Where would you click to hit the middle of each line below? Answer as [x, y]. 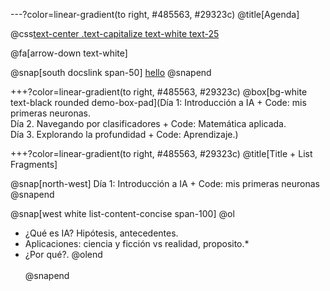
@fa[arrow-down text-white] [69, 53]
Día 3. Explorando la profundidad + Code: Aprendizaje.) [124, 134]
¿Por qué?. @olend [63, 254]
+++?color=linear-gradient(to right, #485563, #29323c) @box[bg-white [159, 92]
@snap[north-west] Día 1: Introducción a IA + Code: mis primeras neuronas [165, 183]
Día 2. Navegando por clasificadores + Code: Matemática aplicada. [148, 123]
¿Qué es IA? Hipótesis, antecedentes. [101, 233]
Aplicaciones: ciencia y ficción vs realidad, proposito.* [137, 243]
